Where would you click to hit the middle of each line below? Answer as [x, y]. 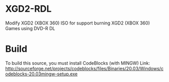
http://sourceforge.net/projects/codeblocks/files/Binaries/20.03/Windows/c [84, 68]
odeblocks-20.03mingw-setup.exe [41, 74]
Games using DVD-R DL [30, 28]
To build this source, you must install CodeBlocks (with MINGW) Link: [78, 63]
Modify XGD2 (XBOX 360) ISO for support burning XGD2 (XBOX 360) [78, 23]
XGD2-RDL [28, 9]
